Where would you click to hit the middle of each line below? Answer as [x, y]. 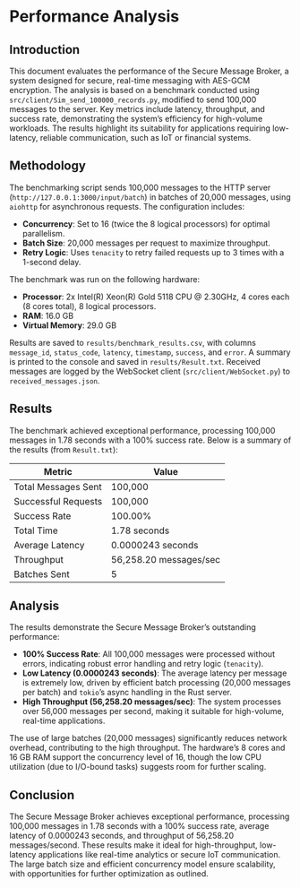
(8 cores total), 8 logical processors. [89, 306]
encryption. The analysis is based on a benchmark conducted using [134, 90]
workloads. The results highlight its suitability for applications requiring [140, 128]
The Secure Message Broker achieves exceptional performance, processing [150, 816]
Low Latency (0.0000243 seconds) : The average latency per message [154, 673]
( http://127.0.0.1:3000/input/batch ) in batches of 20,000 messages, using [150, 197]
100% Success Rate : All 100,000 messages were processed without [149, 654]
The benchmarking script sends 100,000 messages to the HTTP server [140, 187]
